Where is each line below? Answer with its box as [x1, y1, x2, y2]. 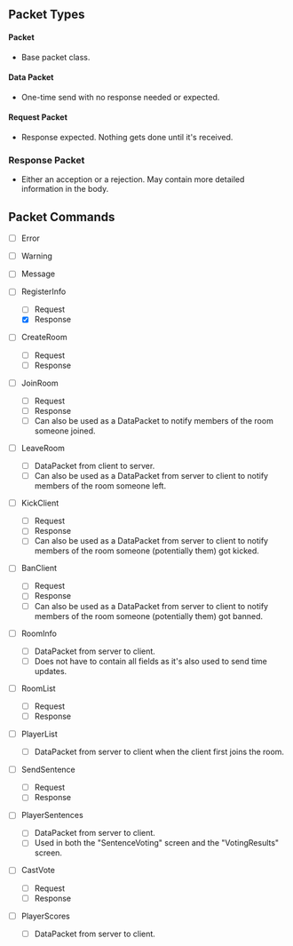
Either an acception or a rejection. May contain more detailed [20, 174, 245, 185]
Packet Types [8, 7, 85, 22]
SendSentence [20, 764, 76, 775]
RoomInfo [20, 628, 57, 639]
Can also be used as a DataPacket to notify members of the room [34, 415, 274, 425]
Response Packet [8, 154, 85, 166]
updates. [34, 665, 67, 676]
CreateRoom [20, 332, 67, 343]
